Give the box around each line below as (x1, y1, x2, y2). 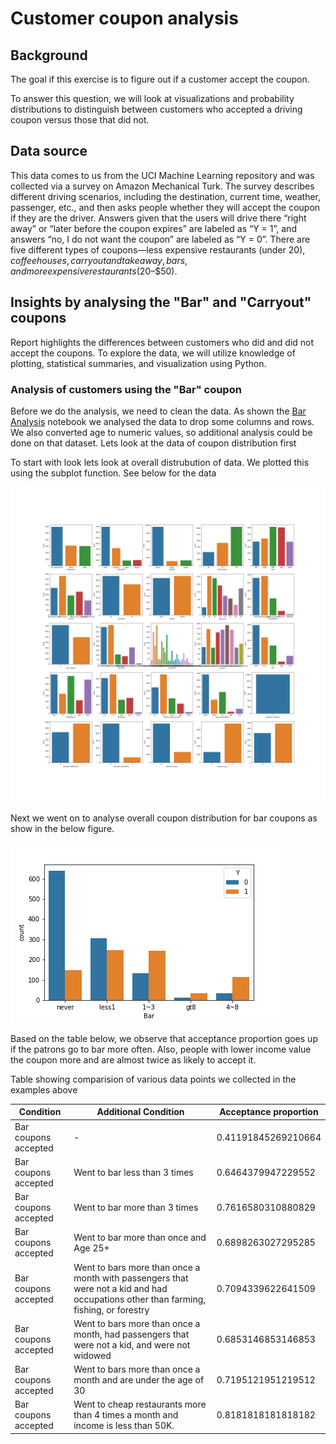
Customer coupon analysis (10, 7, 239, 30)
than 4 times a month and (73, 1409, 179, 1421)
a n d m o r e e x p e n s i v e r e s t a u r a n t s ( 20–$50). (10, 265, 178, 277)
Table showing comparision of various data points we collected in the (10, 1073, 297, 1085)
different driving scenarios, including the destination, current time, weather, (10, 190, 321, 202)
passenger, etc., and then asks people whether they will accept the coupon (10, 201, 321, 213)
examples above (10, 1083, 78, 1096)
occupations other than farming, (73, 1293, 207, 1305)
